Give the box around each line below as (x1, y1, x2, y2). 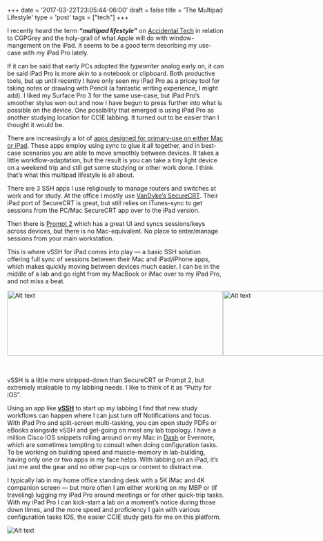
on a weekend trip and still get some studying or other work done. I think (7, 164, 214, 171)
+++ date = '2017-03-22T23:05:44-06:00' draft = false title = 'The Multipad (7, 6, 223, 14)
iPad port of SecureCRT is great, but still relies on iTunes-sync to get (7, 199, 203, 207)
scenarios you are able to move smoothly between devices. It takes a (22, 149, 219, 157)
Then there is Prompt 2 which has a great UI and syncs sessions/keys (7, 220, 206, 227)
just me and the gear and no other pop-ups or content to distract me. (7, 463, 204, 471)
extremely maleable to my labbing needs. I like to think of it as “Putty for (7, 383, 212, 391)
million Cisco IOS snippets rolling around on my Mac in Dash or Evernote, (7, 433, 215, 442)
